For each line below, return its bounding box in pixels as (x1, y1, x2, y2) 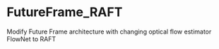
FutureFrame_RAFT (6, 4, 123, 20)
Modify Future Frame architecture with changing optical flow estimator (6, 27, 212, 36)
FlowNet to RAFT (6, 34, 57, 43)
